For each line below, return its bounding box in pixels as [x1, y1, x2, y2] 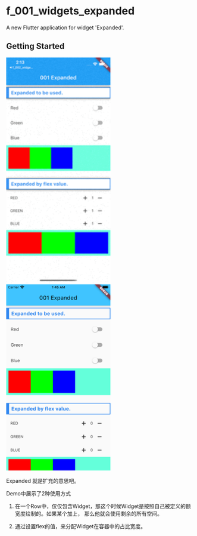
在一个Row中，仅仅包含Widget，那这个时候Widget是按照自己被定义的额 [14, 503, 192, 510]
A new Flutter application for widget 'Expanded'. [6, 24, 124, 31]
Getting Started [6, 41, 65, 51]
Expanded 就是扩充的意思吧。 [6, 477, 80, 484]
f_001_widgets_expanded [6, 4, 135, 18]
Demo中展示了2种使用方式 [6, 489, 71, 497]
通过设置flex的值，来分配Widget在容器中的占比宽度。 [14, 522, 146, 529]
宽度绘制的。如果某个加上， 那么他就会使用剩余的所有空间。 [14, 510, 162, 517]
